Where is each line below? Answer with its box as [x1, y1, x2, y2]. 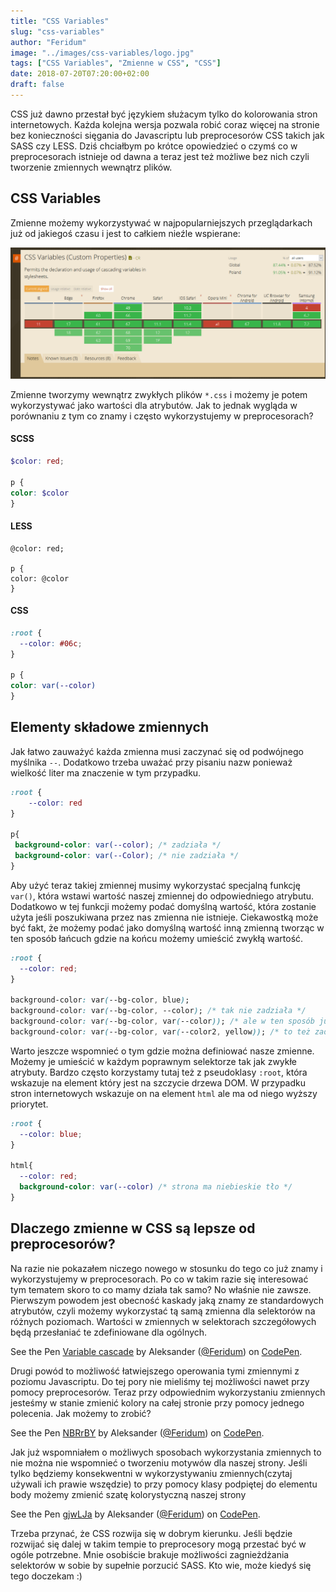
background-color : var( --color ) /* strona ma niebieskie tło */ [19, 1182, 293, 1192]
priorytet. [10, 1098, 49, 1110]
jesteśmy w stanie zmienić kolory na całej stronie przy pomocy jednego [10, 1396, 305, 1409]
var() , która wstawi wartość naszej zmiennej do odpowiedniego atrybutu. [10, 890, 315, 902]
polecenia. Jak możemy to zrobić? [10, 1407, 152, 1419]
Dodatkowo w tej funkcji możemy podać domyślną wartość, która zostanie [10, 900, 317, 912]
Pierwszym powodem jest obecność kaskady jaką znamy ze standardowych [10, 1294, 325, 1306]
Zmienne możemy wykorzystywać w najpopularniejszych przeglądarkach [10, 216, 313, 229]
